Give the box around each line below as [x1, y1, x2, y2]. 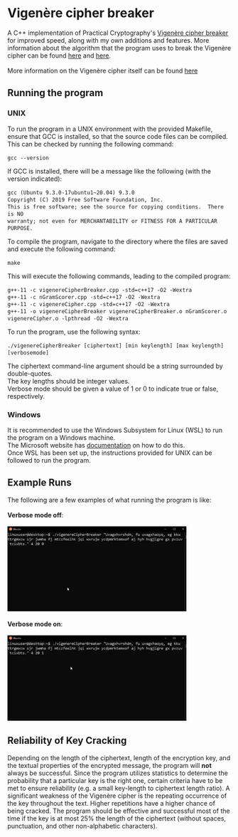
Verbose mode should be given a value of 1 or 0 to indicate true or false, [7, 384, 219, 393]
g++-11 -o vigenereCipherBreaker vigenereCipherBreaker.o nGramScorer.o [7, 307, 227, 315]
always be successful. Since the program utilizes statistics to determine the [7, 769, 229, 777]
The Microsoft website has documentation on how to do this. [7, 441, 185, 449]
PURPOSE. [7, 224, 33, 232]
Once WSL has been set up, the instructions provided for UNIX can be [7, 448, 213, 457]
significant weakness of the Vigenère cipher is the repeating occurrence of [7, 791, 227, 800]
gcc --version [7, 154, 50, 162]
